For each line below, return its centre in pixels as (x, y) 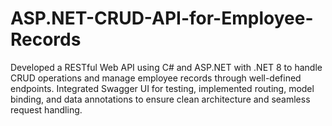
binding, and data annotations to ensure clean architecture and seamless (160, 99)
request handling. (46, 109)
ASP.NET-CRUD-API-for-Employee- (162, 18)
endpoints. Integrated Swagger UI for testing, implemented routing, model (162, 88)
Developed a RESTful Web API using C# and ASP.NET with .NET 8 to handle (166, 67)
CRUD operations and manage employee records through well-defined (156, 78)
